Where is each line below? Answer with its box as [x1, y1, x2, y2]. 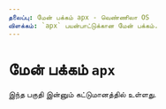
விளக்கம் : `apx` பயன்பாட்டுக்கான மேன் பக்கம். [8, 21, 159, 30]
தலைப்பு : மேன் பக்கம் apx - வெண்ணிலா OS [8, 12, 150, 22]
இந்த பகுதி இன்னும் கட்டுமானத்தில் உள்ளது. [8, 90, 157, 100]
